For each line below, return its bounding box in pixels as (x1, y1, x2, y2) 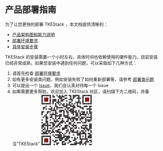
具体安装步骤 (12, 44, 38, 49)
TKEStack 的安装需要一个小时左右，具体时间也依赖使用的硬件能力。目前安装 (5, 54, 158, 60)
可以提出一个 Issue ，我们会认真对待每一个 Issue (12, 82, 109, 88)
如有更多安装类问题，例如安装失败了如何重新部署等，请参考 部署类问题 (12, 76, 154, 82)
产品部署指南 (5, 4, 57, 15)
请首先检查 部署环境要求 (12, 70, 61, 76)
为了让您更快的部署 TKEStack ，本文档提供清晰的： (5, 21, 108, 27)
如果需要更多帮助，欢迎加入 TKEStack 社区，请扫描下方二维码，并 (12, 88, 145, 94)
